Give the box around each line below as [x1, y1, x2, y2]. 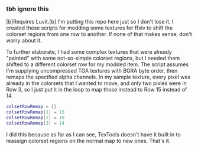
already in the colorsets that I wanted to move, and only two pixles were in [6, 80, 187, 87]
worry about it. [6, 37, 43, 44]
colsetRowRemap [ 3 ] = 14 [6, 120, 65, 126]
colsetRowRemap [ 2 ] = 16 [6, 115, 65, 121]
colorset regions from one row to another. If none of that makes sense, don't [6, 31, 192, 38]
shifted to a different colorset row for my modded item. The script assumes [6, 61, 189, 68]
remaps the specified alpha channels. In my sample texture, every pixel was [6, 73, 191, 81]
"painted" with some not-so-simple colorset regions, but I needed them [6, 55, 180, 62]
